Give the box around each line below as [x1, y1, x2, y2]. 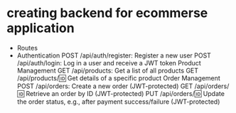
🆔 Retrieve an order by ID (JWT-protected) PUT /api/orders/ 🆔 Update [16, 89, 225, 97]
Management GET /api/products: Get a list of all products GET [16, 66, 199, 75]
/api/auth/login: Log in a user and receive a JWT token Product [16, 58, 202, 67]
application [6, 20, 75, 36]
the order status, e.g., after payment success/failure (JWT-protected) [16, 97, 220, 106]
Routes [16, 43, 38, 52]
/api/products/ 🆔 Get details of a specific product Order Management [16, 73, 221, 82]
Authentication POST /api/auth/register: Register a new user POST [16, 51, 211, 60]
